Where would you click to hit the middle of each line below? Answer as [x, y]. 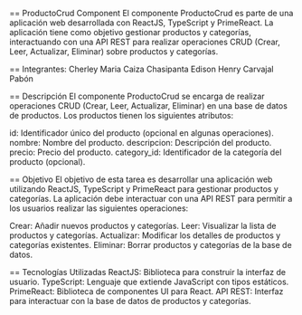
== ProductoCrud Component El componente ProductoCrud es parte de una [151, 13]
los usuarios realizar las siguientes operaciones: [99, 208]
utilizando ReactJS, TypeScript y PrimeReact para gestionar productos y [144, 189]
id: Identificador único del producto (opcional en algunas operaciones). [142, 133]
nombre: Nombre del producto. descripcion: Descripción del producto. [141, 143]
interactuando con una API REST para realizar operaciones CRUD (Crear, [145, 42]
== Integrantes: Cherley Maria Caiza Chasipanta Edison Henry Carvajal [142, 69]
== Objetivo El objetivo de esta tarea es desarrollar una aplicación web [141, 179]
